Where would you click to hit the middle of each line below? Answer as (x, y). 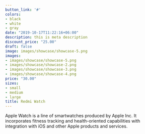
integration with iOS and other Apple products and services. (66, 126)
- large (13, 97)
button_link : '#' (23, 10)
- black (13, 19)
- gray (12, 28)
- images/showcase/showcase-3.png (41, 70)
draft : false (19, 46)
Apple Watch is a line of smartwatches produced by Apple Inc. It (71, 116)
